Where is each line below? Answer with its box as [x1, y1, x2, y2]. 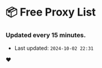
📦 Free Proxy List [5, 5, 96, 19]
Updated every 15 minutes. [5, 31, 86, 40]
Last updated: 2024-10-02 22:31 [14, 45, 94, 52]
